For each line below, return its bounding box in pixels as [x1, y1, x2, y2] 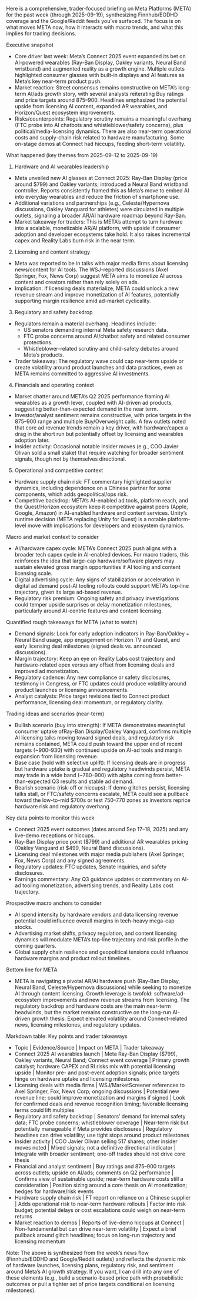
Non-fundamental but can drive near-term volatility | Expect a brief [14, 1225, 177, 1232]
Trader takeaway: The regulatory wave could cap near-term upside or [14, 358, 184, 364]
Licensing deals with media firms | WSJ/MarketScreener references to [14, 1082, 185, 1088]
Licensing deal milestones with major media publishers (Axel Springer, [14, 851, 185, 858]
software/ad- [153, 990, 186, 997]
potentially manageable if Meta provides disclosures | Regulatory [14, 1125, 172, 1132]
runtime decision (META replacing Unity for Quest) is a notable [14, 516, 166, 522]
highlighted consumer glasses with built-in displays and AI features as [14, 72, 185, 78]
